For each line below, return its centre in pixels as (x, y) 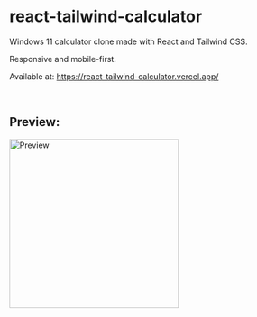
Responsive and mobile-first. (63, 59)
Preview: (35, 122)
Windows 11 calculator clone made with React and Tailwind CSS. (128, 41)
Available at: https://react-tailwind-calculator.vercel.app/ (114, 76)
